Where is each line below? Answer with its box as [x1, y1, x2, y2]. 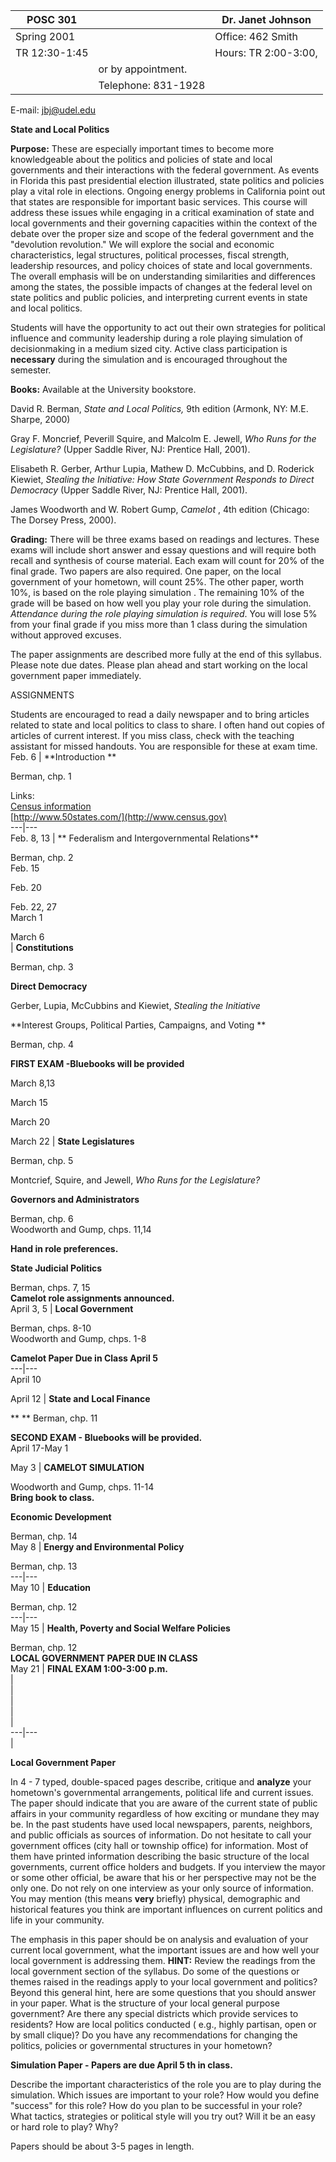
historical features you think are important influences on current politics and [10, 1904, 323, 1915]
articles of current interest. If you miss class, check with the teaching [10, 730, 295, 741]
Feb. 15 [10, 862, 40, 874]
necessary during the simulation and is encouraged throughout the [10, 354, 288, 365]
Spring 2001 [15, 30, 76, 43]
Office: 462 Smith [214, 30, 299, 43]
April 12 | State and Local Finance [10, 1393, 151, 1404]
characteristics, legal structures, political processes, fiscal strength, [10, 249, 290, 261]
